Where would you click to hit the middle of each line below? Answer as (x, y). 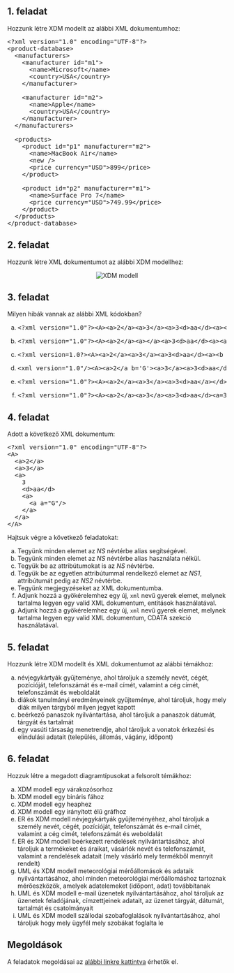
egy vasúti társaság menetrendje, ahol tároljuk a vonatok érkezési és (116, 730)
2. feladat (28, 245)
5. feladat (28, 647)
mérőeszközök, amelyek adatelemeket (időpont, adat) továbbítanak (114, 886)
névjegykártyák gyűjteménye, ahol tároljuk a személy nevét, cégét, (113, 678)
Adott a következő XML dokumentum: (61, 434)
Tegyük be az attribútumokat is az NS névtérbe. (86, 566)
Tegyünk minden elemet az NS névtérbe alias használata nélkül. (109, 559)
